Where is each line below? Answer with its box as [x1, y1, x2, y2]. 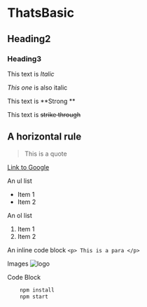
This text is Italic [7, 69, 55, 78]
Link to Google [7, 163, 50, 171]
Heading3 [7, 54, 42, 64]
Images [7, 259, 29, 268]
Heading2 [7, 33, 51, 45]
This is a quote [24, 149, 68, 158]
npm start [20, 293, 49, 300]
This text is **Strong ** [7, 97, 76, 105]
